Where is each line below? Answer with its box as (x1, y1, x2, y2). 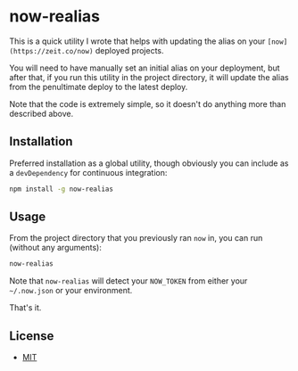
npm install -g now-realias (9, 185, 114, 194)
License (9, 328, 54, 343)
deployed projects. (95, 45, 164, 55)
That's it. (9, 302, 42, 313)
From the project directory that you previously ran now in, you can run (9, 233, 263, 243)
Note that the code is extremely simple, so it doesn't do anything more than (9, 98, 286, 109)
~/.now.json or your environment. (9, 285, 133, 296)
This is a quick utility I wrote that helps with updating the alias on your (9, 36, 266, 46)
